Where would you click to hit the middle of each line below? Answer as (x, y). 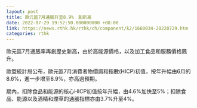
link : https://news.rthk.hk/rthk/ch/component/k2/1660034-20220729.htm (97, 28)
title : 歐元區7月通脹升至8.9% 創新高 (49, 17)
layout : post (22, 12)
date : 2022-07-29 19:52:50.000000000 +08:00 (62, 23)
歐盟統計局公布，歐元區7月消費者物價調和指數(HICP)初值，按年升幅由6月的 (98, 71)
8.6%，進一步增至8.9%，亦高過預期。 (53, 79)
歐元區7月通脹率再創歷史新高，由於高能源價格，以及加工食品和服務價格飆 (96, 52)
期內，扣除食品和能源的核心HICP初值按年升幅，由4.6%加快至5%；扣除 (94, 91)
